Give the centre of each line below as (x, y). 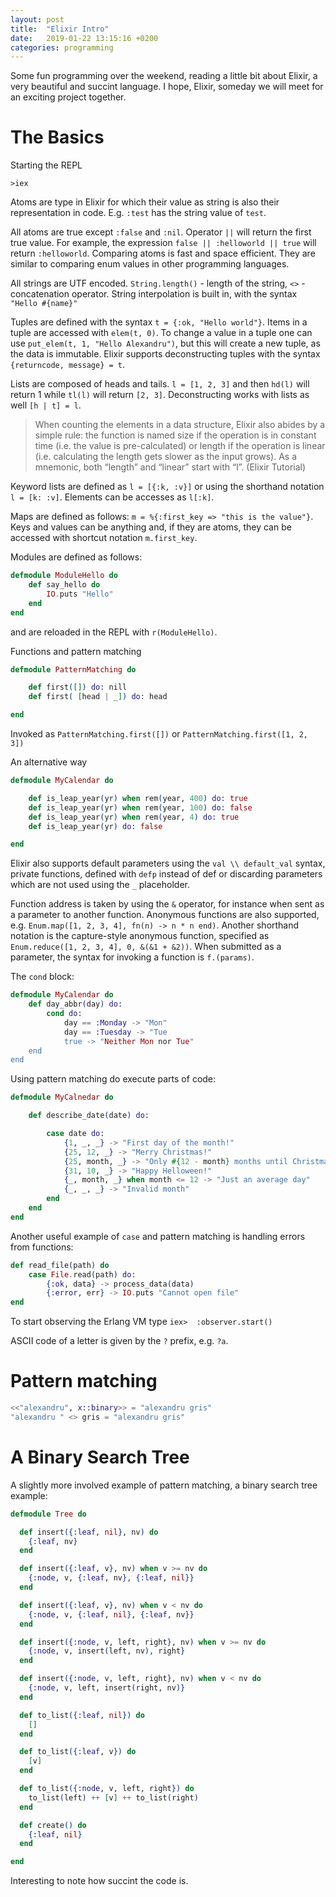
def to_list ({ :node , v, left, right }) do (107, 1789)
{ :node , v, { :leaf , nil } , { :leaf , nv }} (111, 1614)
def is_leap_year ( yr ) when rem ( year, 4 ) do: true (134, 817)
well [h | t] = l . (46, 405)
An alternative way (49, 762)
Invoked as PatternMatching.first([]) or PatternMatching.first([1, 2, (159, 734)
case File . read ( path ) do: (82, 1274)
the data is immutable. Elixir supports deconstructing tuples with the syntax (165, 354)
